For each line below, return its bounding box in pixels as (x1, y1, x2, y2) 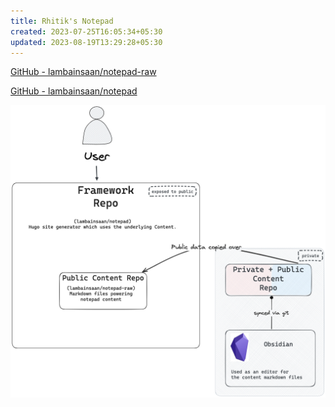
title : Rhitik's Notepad (10, 16, 114, 26)
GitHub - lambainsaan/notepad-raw (10, 66, 157, 78)
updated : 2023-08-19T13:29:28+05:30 (10, 37, 163, 47)
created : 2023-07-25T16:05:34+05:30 (10, 26, 163, 37)
